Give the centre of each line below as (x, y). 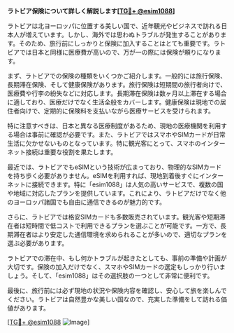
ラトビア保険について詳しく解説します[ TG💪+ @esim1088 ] (91, 11)
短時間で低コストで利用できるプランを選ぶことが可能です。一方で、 (123, 226)
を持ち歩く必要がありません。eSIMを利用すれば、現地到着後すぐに (103, 176)
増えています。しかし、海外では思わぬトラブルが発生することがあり (123, 35)
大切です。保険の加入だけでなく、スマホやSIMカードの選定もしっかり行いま (116, 267)
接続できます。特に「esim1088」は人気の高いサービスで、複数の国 (127, 184)
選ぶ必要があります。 (38, 243)
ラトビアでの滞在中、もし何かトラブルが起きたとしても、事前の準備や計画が (117, 258)
